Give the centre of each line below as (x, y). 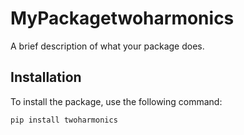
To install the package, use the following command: (116, 101)
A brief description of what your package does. (107, 46)
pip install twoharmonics (64, 120)
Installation (46, 77)
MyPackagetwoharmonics (122, 18)
